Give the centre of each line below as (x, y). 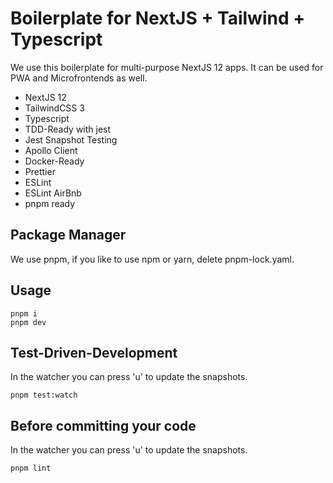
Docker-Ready (54, 161)
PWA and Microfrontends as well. (79, 78)
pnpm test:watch (44, 395)
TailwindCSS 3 (54, 108)
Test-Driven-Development (94, 352)
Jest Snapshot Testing (71, 139)
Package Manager (68, 235)
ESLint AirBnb (53, 193)
